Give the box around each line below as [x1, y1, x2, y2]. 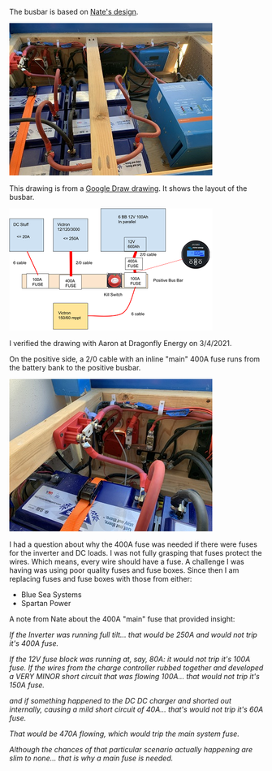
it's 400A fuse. [9, 639, 59, 648]
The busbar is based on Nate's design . [9, 7, 139, 16]
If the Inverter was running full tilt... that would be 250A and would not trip [9, 630, 258, 639]
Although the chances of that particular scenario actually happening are [9, 745, 253, 754]
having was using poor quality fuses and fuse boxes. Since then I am [9, 565, 240, 575]
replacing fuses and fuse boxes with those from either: [9, 574, 192, 583]
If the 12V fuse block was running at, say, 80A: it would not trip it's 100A [9, 654, 251, 664]
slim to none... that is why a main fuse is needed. [9, 753, 174, 763]
